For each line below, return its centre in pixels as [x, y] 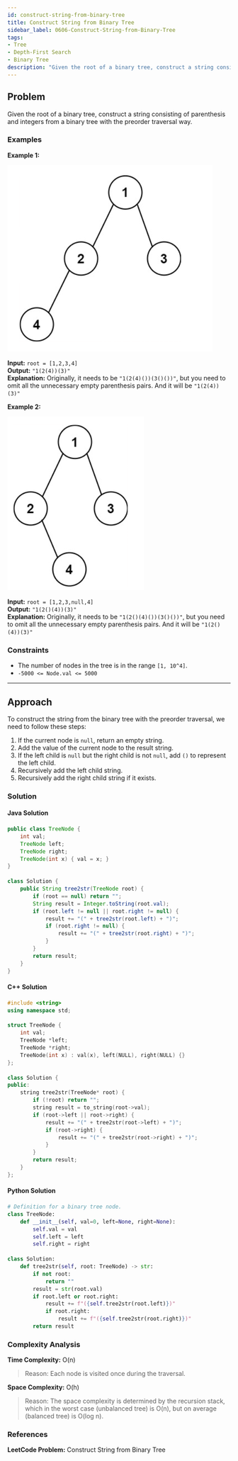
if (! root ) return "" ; [66, 1100]
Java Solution [28, 813]
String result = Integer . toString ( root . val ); [101, 903]
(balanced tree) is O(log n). [64, 1416]
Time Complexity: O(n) [41, 1360]
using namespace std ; [39, 1010]
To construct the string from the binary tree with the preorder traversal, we [116, 718]
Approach [30, 702]
